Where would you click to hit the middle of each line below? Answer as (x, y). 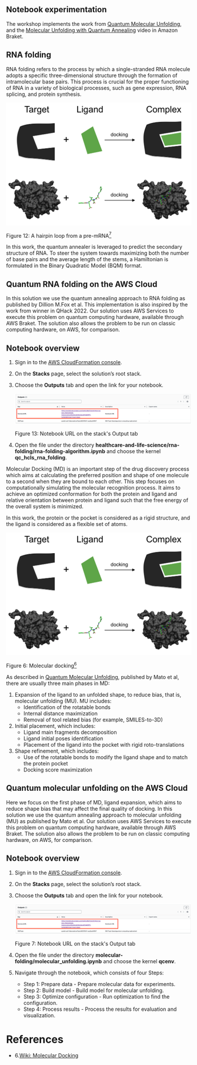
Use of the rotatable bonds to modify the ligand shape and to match (106, 757)
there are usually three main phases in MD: (58, 683)
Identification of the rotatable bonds (67, 707)
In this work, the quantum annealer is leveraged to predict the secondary (94, 247)
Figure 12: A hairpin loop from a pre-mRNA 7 (59, 235)
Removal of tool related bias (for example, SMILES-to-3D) (93, 720)
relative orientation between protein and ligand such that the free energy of (97, 500)
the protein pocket (46, 763)
